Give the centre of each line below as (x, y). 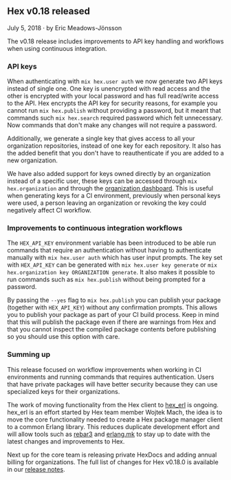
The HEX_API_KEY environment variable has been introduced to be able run (112, 243)
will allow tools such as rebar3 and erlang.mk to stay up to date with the (109, 434)
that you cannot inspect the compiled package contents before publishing (112, 329)
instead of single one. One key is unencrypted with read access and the (109, 89)
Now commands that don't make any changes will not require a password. (112, 125)
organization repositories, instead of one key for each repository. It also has (114, 146)
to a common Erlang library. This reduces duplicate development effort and (113, 426)
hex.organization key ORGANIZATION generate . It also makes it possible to (111, 272)
